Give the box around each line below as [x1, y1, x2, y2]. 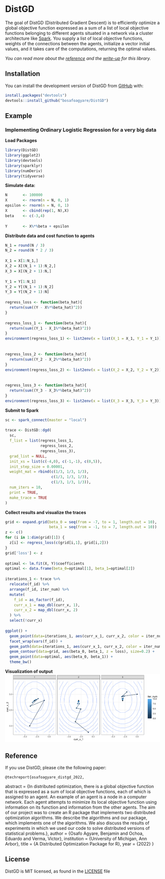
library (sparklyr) [5, 163, 43, 168]
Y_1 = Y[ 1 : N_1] [5, 279, 36, 284]
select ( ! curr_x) [9, 618, 43, 623]
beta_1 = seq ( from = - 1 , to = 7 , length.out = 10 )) [49, 525, 157, 530]
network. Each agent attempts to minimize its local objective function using [5, 799, 157, 805]
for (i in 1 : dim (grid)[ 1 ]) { [5, 535, 65, 540]
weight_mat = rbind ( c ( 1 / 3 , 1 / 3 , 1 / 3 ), [9, 469, 89, 474]
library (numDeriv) [5, 168, 43, 173]
